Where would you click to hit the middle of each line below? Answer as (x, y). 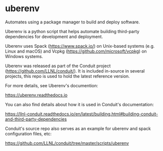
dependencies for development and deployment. (54, 37)
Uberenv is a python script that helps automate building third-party (72, 31)
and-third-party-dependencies (36, 119)
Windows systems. (24, 56)
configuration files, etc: (28, 133)
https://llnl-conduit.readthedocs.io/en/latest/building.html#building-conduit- (81, 114)
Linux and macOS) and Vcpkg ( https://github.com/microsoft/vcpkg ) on (76, 51)
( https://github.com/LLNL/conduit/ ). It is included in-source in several (75, 71)
